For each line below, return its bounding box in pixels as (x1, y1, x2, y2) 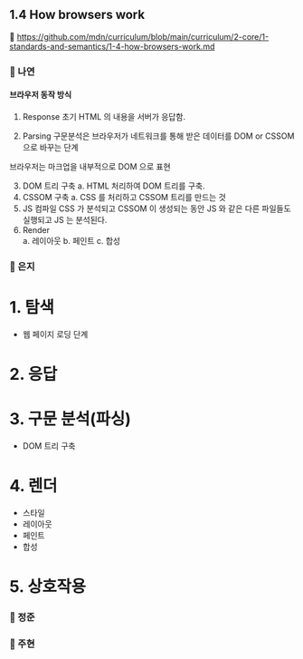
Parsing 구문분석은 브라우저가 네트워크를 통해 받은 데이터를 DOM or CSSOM (22, 131, 295, 141)
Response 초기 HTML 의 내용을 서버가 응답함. (22, 111, 186, 121)
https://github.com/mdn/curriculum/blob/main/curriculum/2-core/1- (16, 31, 270, 42)
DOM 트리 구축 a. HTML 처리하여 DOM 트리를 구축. (22, 180, 205, 191)
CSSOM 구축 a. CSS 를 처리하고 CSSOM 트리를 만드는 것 (22, 191, 226, 202)
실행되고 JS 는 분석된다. (22, 214, 108, 225)
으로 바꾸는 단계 (22, 141, 79, 152)
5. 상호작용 (9, 577, 86, 597)
